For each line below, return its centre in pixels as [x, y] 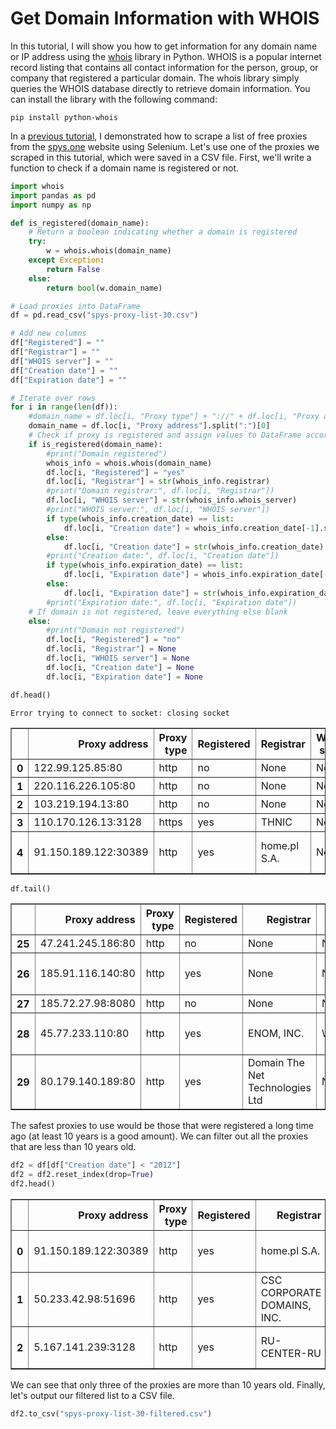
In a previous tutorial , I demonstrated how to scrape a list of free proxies [159, 136]
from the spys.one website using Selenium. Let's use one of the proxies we [165, 146]
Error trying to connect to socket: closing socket [120, 713]
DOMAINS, [286, 1305]
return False [73, 269]
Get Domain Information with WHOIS [165, 18]
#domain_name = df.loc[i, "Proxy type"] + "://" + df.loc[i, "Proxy [174, 417]
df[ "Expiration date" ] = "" [69, 380]
